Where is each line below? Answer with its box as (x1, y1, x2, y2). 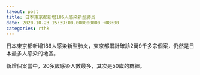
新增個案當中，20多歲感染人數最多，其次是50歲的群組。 (6, 62, 146, 70)
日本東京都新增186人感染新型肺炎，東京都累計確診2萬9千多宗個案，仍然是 (6, 42, 190, 49)
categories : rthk (6, 25, 50, 32)
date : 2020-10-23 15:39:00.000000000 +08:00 (6, 20, 119, 26)
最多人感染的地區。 (11, 50, 59, 57)
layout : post (6, 8, 39, 15)
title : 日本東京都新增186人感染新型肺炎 (6, 14, 96, 20)
